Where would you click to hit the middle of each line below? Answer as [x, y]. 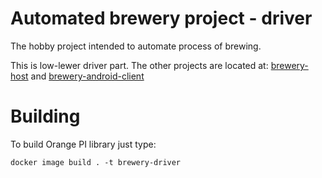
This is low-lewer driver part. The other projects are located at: [139, 65]
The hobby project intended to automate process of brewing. [136, 46]
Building [45, 116]
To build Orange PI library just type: [83, 144]
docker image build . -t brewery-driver [96, 162]
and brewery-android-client [87, 76]
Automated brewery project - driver [161, 18]
